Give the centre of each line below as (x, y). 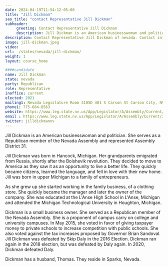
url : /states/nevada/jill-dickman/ (43, 51)
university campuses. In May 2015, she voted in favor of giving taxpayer (79, 222)
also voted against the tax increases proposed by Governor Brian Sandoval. (83, 233)
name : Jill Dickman (25, 75)
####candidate (20, 70)
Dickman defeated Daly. (30, 249)
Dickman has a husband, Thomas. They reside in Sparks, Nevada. (73, 259)
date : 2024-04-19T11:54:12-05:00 (40, 10)
